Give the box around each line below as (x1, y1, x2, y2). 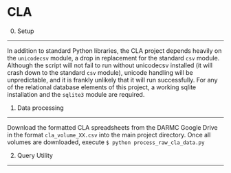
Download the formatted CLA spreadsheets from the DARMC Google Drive (7, 123, 218, 131)
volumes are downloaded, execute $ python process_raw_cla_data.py (7, 138, 205, 146)
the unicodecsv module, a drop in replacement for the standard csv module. (7, 54, 220, 62)
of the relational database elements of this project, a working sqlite (7, 83, 197, 91)
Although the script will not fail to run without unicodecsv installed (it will (7, 61, 213, 69)
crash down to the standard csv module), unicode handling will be (7, 68, 194, 76)
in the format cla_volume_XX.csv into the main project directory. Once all (7, 130, 211, 139)
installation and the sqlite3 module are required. (7, 90, 145, 98)
